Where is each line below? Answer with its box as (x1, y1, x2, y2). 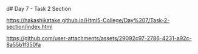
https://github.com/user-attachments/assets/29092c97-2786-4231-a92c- (6, 35, 192, 41)
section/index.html (6, 23, 53, 30)
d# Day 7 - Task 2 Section (6, 5, 72, 12)
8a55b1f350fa (6, 41, 41, 48)
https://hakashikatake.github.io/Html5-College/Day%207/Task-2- (6, 17, 170, 23)
